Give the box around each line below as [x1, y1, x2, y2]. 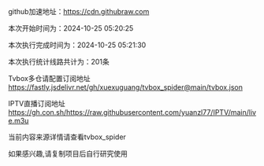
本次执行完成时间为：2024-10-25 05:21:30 [8, 40, 147, 50]
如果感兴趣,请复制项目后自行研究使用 [8, 149, 128, 158]
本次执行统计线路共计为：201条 [8, 57, 110, 66]
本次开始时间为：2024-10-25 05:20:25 [8, 24, 134, 33]
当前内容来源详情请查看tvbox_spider [8, 132, 126, 142]
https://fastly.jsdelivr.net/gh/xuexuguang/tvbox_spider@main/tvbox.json [8, 83, 243, 92]
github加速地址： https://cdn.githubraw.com [8, 7, 150, 16]
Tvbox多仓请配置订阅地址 [8, 74, 91, 83]
